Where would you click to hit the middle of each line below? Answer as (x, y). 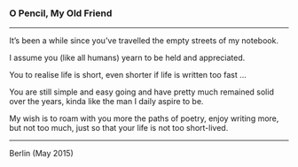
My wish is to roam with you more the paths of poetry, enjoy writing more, (144, 118)
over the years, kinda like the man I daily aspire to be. (106, 102)
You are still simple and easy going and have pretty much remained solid (142, 92)
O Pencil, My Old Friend (61, 13)
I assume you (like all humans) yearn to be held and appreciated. (127, 58)
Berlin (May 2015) (41, 154)
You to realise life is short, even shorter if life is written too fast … (128, 75)
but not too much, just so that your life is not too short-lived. (119, 128)
